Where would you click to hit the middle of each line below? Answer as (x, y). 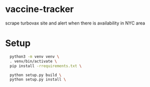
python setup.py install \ (38, 79)
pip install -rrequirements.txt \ (46, 66)
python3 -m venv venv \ (34, 56)
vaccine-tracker (40, 9)
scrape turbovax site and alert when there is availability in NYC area (75, 23)
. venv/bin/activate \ (33, 61)
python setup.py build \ (36, 75)
